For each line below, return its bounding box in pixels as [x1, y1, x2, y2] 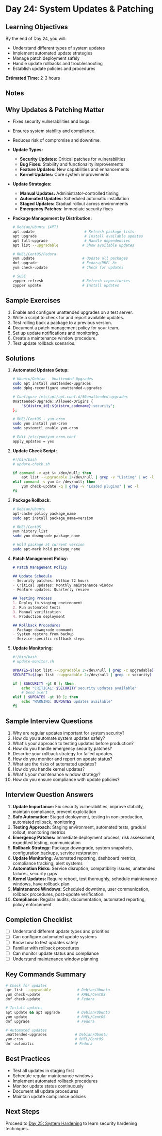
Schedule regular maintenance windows [12, 1072, 93, 1079]
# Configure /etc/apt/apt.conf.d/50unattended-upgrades [12, 394, 128, 399]
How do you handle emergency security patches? [12, 746, 112, 751]
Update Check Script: [12, 448, 57, 454]
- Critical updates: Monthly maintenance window [12, 583, 113, 588]
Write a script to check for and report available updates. [12, 314, 124, 320]
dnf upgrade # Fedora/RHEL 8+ [12, 261, 117, 266]
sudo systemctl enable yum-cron [12, 426, 78, 431]
